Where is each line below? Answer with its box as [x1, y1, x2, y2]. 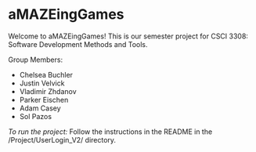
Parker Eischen [19, 95, 69, 104]
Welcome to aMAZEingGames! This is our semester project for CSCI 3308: [8, 31, 249, 41]
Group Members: [8, 55, 63, 64]
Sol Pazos [19, 111, 52, 121]
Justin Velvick [19, 78, 65, 88]
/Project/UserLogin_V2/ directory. [8, 135, 116, 144]
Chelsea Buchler [19, 70, 73, 79]
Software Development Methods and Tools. [8, 39, 148, 49]
